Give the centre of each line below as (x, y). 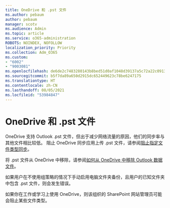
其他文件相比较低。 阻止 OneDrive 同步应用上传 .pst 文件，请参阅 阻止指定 (82, 143)
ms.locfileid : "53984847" (32, 95)
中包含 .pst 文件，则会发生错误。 (39, 184)
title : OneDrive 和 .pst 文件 (36, 10)
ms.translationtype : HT (30, 81)
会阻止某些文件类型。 (27, 200)
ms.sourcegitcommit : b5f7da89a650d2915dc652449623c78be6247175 (73, 76)
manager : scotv (21, 24)
